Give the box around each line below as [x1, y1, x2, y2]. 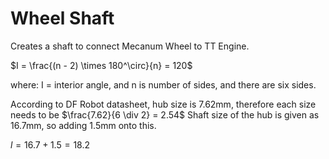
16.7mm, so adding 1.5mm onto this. [10, 119, 157, 131]
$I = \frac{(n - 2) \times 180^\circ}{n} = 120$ [10, 59, 193, 71]
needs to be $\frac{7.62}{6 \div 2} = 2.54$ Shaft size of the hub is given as [10, 108, 320, 121]
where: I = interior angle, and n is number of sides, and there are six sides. [10, 78, 317, 91]
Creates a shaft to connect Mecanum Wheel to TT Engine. [10, 40, 250, 52]
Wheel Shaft [10, 7, 115, 30]
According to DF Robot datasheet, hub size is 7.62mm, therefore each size [10, 98, 317, 110]
